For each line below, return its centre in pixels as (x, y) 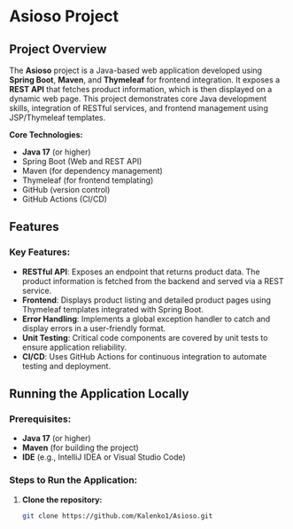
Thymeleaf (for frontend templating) (88, 180)
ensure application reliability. (74, 347)
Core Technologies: (46, 134)
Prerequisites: (40, 419)
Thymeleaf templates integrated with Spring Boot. (112, 309)
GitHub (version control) (66, 189)
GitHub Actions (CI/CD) (65, 199)
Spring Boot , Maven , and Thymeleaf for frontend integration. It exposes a (145, 80)
